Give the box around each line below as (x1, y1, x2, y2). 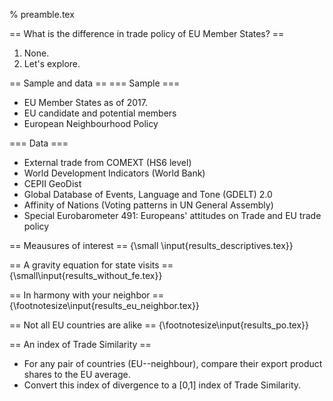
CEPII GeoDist (23, 178, 82, 189)
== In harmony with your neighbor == (9, 289, 165, 301)
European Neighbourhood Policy (23, 118, 159, 129)
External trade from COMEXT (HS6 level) (23, 157, 192, 168)
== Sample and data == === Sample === (9, 77, 181, 89)
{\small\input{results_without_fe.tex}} (9, 270, 163, 281)
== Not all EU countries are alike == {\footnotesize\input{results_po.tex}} (9, 319, 310, 331)
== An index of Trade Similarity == (9, 339, 152, 350)
